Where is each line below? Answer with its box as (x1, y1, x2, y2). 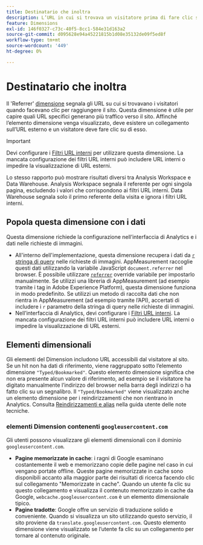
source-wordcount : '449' (6, 43, 69, 49)
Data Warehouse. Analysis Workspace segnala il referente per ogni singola (6, 180, 192, 187)
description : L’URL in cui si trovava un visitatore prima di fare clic (6, 15, 193, 21)
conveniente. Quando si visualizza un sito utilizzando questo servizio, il (14, 512, 192, 520)
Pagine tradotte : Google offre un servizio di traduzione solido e (14, 506, 173, 513)
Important (6, 137, 31, 144)
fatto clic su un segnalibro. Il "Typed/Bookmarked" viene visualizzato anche (6, 388, 189, 395)
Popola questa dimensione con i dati (6, 217, 146, 227)
